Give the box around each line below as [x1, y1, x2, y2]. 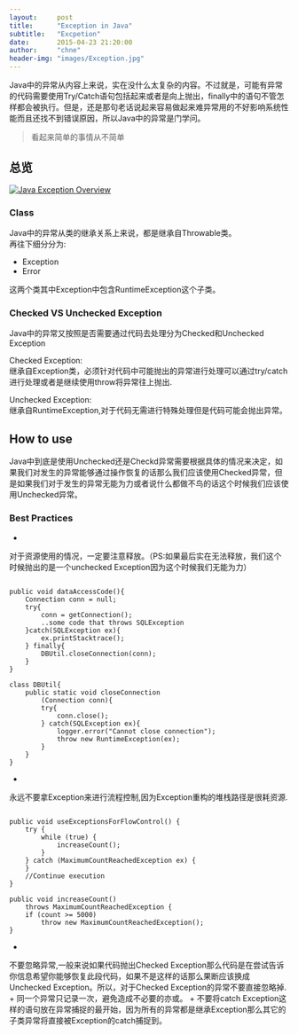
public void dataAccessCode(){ [9, 587, 125, 596]
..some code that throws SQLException [41, 618, 184, 627]
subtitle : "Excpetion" [9, 29, 101, 38]
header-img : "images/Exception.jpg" [9, 54, 145, 63]
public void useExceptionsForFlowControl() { [9, 817, 180, 826]
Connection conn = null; [25, 595, 117, 604]
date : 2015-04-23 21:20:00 [9, 37, 133, 47]
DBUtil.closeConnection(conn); [41, 649, 157, 658]
